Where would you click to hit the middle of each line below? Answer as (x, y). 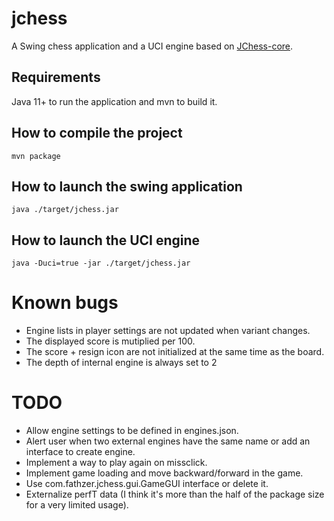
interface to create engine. (80, 452)
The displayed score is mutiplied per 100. (110, 341)
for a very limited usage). (77, 505)
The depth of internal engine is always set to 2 (121, 363)
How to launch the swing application (127, 186)
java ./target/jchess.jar (65, 210)
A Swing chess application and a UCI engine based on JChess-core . (152, 46)
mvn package (36, 156)
